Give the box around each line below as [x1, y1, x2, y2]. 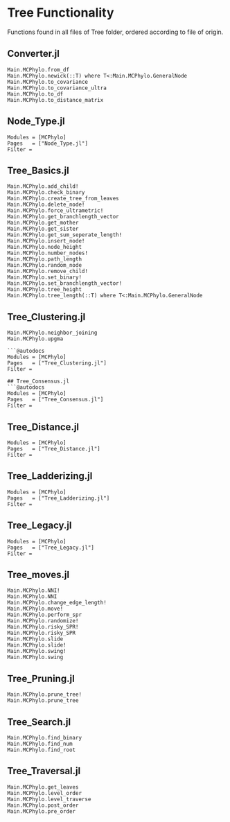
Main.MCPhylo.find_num [7, 740, 73, 748]
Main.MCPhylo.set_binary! [7, 274, 82, 281]
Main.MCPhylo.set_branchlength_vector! [7, 280, 123, 287]
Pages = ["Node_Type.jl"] [7, 140, 89, 147]
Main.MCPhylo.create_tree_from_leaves [7, 195, 119, 202]
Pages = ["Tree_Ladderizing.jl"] [7, 494, 110, 502]
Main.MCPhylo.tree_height [7, 286, 82, 293]
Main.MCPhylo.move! [7, 605, 64, 613]
